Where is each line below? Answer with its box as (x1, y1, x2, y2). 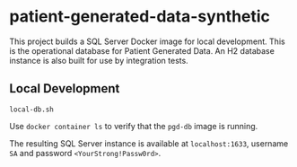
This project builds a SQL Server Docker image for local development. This (9, 36, 285, 47)
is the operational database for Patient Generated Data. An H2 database (9, 45, 275, 56)
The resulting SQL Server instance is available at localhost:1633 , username (9, 137, 289, 149)
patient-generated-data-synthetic (9, 6, 271, 27)
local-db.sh (9, 105, 54, 114)
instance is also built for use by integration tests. (9, 55, 188, 66)
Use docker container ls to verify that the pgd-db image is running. (9, 120, 258, 131)
